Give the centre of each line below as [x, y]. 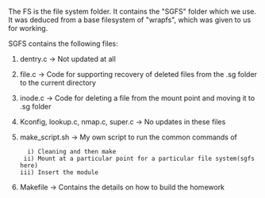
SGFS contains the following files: [63, 44]
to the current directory [58, 83]
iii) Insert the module [59, 173]
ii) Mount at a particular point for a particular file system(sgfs [139, 158]
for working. [28, 28]
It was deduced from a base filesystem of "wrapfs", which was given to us [130, 20]
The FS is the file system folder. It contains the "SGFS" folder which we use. [132, 11]
